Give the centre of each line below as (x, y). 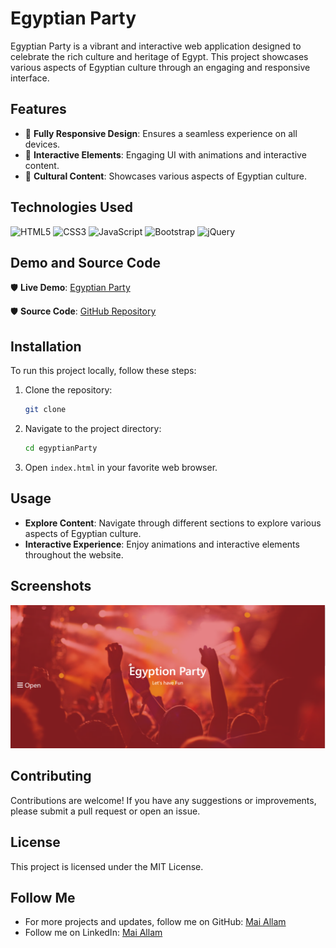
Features (38, 109)
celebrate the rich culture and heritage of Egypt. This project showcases (159, 56)
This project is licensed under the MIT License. (107, 866)
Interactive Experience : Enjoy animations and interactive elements (162, 544)
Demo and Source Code (85, 262)
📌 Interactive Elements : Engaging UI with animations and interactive (165, 154)
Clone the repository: (68, 390)
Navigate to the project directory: (93, 429)
